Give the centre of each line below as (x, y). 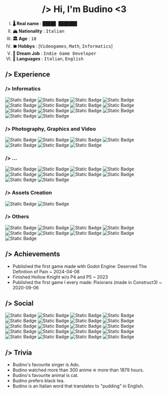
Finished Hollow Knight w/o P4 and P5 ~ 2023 (60, 277)
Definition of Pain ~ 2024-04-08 (46, 271)
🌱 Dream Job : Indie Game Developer (54, 53)
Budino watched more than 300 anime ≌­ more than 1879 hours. (78, 370)
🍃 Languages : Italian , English (48, 58)
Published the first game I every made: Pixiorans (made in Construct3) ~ (87, 282)
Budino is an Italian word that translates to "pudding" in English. (78, 386)
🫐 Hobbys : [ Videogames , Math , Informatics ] (62, 46)
